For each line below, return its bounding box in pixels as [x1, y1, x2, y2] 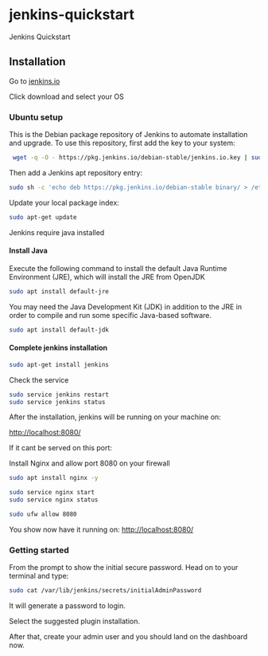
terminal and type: [9, 572, 69, 581]
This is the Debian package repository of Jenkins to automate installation [9, 130, 248, 139]
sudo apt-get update [9, 213, 78, 221]
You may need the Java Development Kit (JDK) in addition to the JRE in [9, 301, 242, 312]
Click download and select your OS [9, 92, 124, 101]
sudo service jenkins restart [9, 391, 110, 399]
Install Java [9, 246, 49, 256]
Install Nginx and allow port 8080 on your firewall [9, 458, 170, 468]
